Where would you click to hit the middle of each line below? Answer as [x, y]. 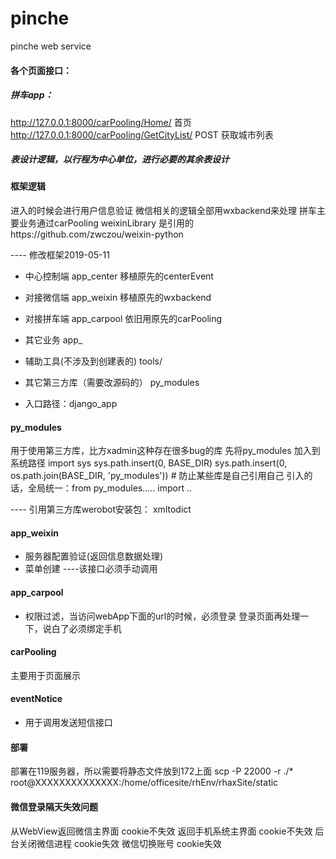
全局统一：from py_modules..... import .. [109, 488]
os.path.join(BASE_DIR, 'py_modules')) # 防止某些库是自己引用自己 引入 [157, 476]
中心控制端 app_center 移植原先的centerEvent [119, 276]
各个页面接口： [41, 70]
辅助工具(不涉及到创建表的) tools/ [93, 361]
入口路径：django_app [71, 404]
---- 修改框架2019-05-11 [60, 255]
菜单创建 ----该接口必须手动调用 [91, 569]
